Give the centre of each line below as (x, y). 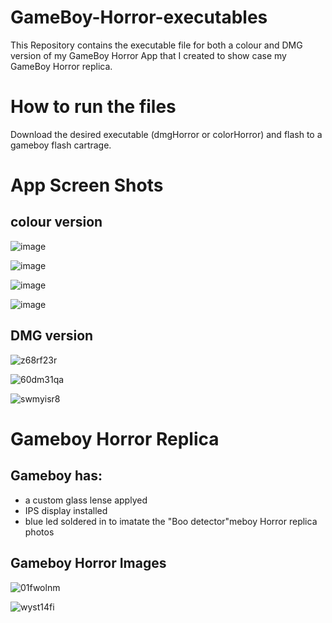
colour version (56, 222)
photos (39, 532)
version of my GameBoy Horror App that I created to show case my (148, 55)
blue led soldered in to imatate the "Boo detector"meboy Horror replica (171, 521)
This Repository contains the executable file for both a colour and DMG (156, 45)
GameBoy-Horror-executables (139, 17)
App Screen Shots (87, 185)
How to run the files (93, 107)
